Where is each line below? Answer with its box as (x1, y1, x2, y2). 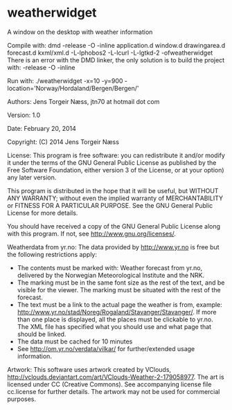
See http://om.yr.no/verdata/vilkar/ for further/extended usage (17, 344, 195, 353)
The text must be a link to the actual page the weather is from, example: (17, 300, 223, 309)
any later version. (7, 173, 57, 181)
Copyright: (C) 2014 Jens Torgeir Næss (7, 137, 120, 146)
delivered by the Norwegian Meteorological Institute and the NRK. (17, 271, 205, 279)
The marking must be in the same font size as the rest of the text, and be (17, 278, 225, 287)
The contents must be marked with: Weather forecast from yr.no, (17, 263, 203, 271)
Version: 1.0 (7, 111, 41, 119)
